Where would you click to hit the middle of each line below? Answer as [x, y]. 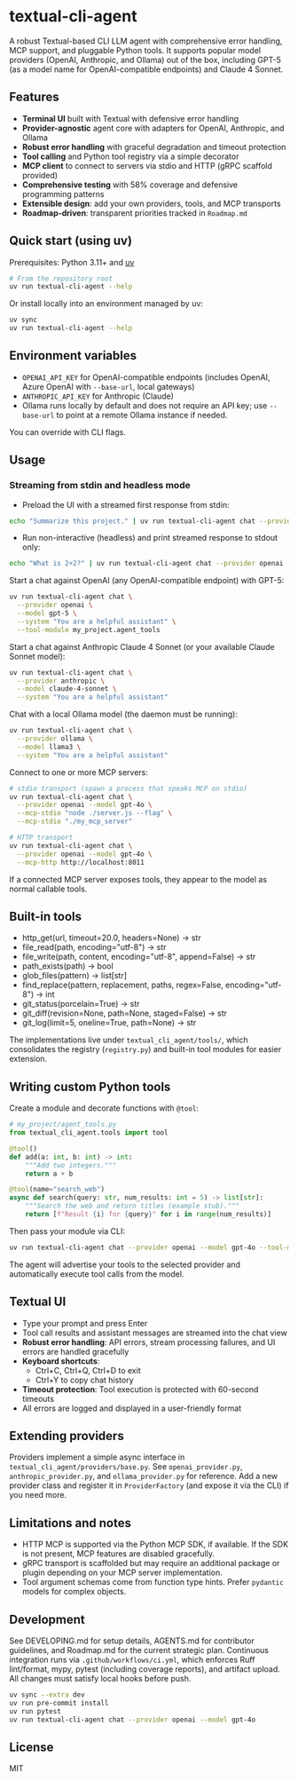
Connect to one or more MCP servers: [79, 772]
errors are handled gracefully [75, 1351]
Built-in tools [46, 916]
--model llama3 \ [49, 747]
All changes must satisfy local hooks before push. [100, 1679]
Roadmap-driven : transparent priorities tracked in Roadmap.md [135, 213]
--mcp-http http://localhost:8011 [81, 862]
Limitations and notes [70, 1523]
